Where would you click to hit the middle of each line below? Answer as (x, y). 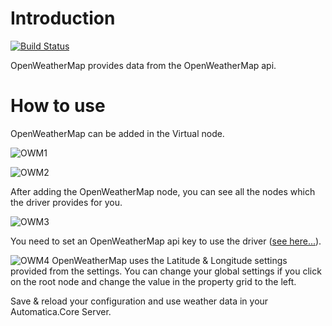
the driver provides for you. (66, 202)
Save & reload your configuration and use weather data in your (139, 301)
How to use (58, 106)
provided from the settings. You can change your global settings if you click (166, 271)
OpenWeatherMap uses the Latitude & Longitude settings (169, 260)
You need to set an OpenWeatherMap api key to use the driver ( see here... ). (166, 241)
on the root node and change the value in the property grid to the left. (153, 281)
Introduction (63, 18)
